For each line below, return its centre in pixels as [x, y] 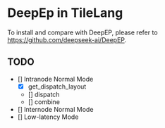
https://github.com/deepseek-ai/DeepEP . [67, 39]
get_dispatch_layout [57, 87]
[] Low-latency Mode [48, 117]
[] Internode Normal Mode [55, 109]
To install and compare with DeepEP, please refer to [82, 32]
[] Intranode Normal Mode [55, 79]
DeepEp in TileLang [65, 13]
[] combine [44, 102]
